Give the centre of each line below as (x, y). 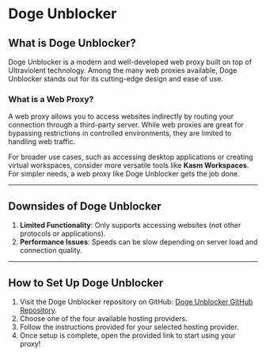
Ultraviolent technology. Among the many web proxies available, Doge (123, 70)
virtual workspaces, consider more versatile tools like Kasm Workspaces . (129, 165)
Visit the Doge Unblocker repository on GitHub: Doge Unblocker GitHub (136, 301)
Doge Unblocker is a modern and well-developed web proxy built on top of (130, 62)
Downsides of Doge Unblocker (85, 206)
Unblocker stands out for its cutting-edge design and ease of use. (116, 79)
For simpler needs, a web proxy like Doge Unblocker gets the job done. (124, 174)
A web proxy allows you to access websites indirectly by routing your (121, 116)
